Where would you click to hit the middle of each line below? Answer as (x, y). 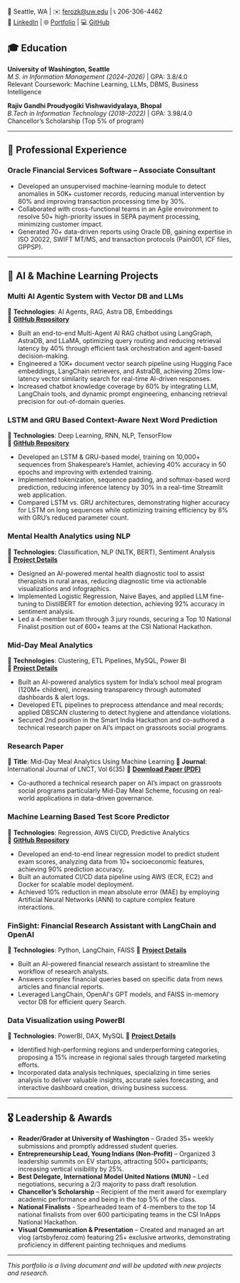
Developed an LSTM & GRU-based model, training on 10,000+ (109, 457)
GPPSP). (30, 247)
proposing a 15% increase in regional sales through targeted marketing (122, 1057)
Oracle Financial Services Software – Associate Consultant (111, 170)
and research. (28, 1273)
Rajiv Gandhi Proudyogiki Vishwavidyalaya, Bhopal (85, 105)
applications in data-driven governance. (95, 798)
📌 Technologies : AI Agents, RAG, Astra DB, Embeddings (90, 312)
